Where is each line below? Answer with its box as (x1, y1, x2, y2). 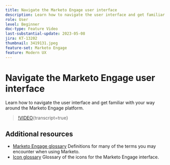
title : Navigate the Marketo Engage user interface (5, 7, 117, 13)
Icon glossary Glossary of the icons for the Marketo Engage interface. (12, 154, 159, 160)
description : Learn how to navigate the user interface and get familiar (5, 12, 165, 17)
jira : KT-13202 (5, 36, 38, 41)
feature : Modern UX (5, 50, 47, 55)
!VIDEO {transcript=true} (17, 115, 69, 121)
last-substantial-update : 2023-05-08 (5, 31, 86, 36)
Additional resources (5, 129, 73, 138)
